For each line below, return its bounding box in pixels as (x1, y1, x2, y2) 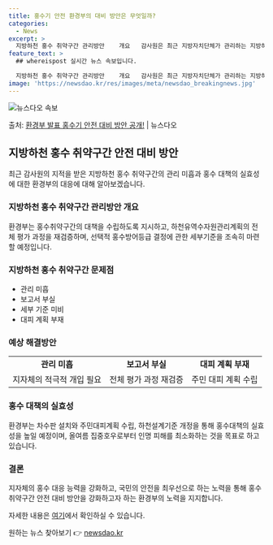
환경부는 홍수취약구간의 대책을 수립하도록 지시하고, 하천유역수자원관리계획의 (8, 221, 250, 231)
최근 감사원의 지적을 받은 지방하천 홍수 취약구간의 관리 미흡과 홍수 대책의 (8, 169, 238, 179)
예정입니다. (16, 241, 53, 252)
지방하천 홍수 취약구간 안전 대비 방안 (8, 146, 179, 160)
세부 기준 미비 (19, 305, 64, 314)
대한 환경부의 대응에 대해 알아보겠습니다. (16, 180, 145, 189)
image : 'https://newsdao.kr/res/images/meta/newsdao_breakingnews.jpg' (8, 79, 256, 88)
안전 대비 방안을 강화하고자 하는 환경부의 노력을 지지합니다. (36, 493, 223, 503)
